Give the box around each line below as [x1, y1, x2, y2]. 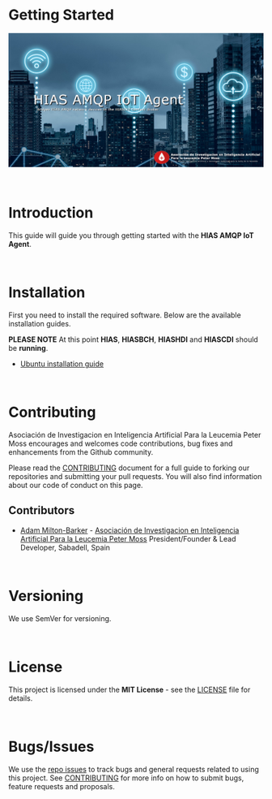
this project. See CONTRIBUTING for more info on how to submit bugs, [8, 773, 244, 783]
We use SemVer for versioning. [8, 613, 112, 623]
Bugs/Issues [8, 737, 95, 756]
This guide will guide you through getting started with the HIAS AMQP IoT [8, 231, 254, 240]
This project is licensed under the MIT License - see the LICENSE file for [8, 685, 251, 694]
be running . [8, 343, 49, 353]
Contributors [8, 503, 75, 517]
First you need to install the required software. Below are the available [8, 310, 241, 320]
